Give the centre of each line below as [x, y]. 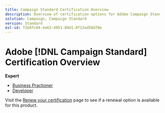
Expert [12, 76]
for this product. [21, 105]
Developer [23, 90]
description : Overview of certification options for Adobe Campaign [77, 14]
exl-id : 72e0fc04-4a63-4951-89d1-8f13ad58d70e [54, 28]
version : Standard [24, 23]
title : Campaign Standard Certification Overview [57, 10]
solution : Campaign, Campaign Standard [46, 19]
